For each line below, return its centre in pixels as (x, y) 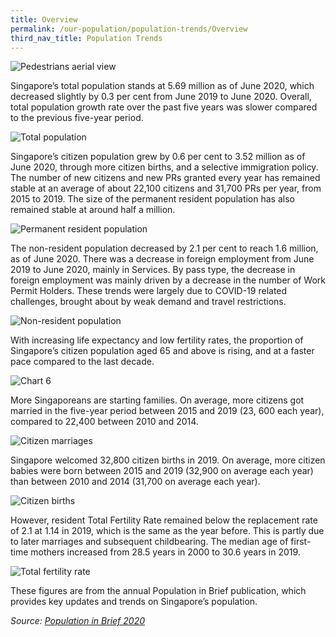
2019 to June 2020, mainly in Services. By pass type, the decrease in (153, 270)
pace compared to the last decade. (82, 362)
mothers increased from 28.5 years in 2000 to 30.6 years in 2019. (165, 552)
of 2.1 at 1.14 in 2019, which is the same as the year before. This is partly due (167, 531)
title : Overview (44, 19)
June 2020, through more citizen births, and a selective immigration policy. (164, 167)
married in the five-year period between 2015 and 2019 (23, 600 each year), (167, 411)
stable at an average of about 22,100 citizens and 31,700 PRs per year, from (166, 188)
